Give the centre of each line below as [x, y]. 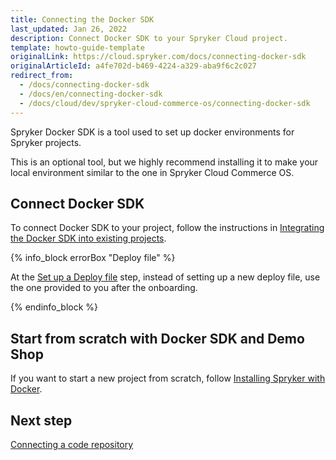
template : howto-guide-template [77, 47]
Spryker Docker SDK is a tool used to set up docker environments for [152, 132]
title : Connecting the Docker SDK [82, 19]
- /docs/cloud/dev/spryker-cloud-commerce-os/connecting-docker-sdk [165, 103]
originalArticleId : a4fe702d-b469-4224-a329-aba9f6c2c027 [133, 66]
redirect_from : [42, 76]
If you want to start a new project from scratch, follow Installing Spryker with [168, 378]
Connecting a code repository [72, 444]
